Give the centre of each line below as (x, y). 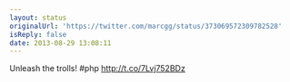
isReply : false (38, 34)
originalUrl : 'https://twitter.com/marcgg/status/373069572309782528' (146, 26)
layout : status (38, 18)
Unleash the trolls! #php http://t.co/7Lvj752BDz (98, 68)
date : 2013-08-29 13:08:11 (60, 43)
